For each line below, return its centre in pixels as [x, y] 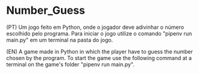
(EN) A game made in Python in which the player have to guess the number [99, 51]
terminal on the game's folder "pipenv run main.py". [70, 64]
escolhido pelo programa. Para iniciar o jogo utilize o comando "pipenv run [99, 33]
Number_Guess [46, 11]
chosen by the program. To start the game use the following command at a [99, 58]
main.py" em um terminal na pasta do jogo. [60, 40]
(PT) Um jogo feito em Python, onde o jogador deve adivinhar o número [95, 27]
